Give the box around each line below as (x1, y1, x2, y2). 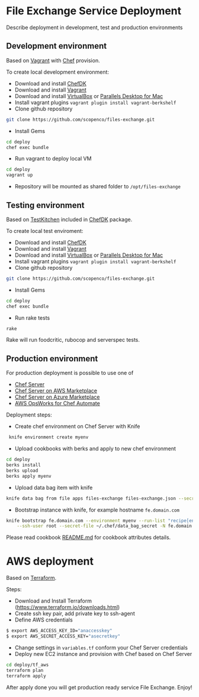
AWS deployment (6, 554, 94, 568)
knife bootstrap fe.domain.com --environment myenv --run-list (6, 518, 166, 523)
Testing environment (6, 200, 85, 210)
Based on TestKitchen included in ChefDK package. (6, 216, 133, 223)
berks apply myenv (6, 473, 52, 479)
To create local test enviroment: (6, 227, 84, 234)
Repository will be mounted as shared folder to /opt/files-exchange (14, 183, 181, 190)
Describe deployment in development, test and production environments (6, 24, 183, 31)
